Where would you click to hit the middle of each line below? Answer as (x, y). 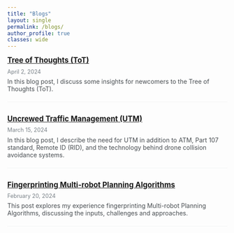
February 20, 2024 (31, 196)
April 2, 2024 (24, 72)
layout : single (29, 20)
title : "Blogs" (29, 14)
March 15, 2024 (27, 130)
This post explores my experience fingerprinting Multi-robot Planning (107, 206)
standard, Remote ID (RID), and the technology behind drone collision (107, 147)
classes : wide (28, 40)
